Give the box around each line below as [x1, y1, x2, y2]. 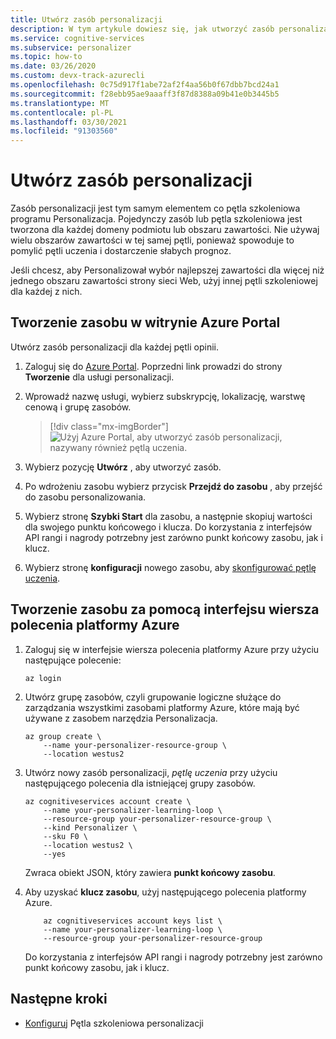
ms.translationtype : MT [10, 98, 110, 108]
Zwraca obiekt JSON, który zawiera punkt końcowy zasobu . [24, 866, 276, 878]
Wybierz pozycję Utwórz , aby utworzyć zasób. [24, 461, 222, 473]
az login [24, 673, 62, 683]
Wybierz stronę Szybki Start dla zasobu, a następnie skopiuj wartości [24, 510, 313, 522]
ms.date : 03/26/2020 [10, 61, 97, 71]
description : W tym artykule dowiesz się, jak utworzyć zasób [10, 24, 275, 34]
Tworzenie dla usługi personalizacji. [24, 371, 175, 383]
